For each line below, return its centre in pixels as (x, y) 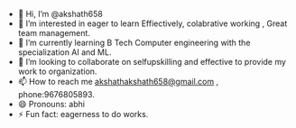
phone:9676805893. (56, 94)
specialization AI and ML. (65, 52)
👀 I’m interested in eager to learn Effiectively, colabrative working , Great (153, 23)
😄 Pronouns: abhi (51, 104)
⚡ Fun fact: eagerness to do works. (83, 114)
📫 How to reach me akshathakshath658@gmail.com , (118, 82)
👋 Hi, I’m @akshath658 (60, 14)
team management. (54, 33)
